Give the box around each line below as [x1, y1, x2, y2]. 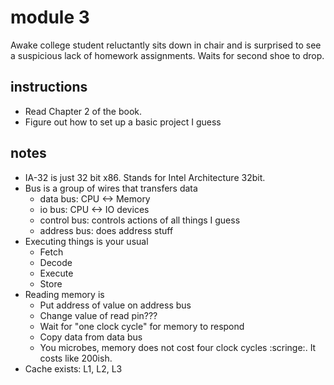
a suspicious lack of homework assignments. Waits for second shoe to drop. [10, 49, 325, 61]
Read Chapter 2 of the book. [24, 105, 143, 117]
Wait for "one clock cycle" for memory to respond [39, 320, 245, 332]
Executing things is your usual [24, 235, 149, 247]
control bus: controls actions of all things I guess [39, 214, 241, 226]
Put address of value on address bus [39, 299, 192, 311]
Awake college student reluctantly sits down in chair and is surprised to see [10, 39, 322, 51]
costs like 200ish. [39, 352, 113, 364]
